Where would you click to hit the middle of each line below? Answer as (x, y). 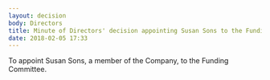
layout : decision (37, 16)
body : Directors (35, 23)
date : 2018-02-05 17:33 (48, 38)
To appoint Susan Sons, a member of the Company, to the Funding (119, 61)
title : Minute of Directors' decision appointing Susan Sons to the (125, 30)
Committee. (27, 70)
